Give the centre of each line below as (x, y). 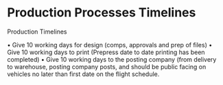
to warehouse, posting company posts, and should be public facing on (107, 66)
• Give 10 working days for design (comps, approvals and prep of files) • (110, 45)
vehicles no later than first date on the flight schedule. (83, 74)
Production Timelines (37, 32)
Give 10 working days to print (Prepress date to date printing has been (106, 52)
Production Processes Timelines (102, 13)
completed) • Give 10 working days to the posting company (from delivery (112, 59)
